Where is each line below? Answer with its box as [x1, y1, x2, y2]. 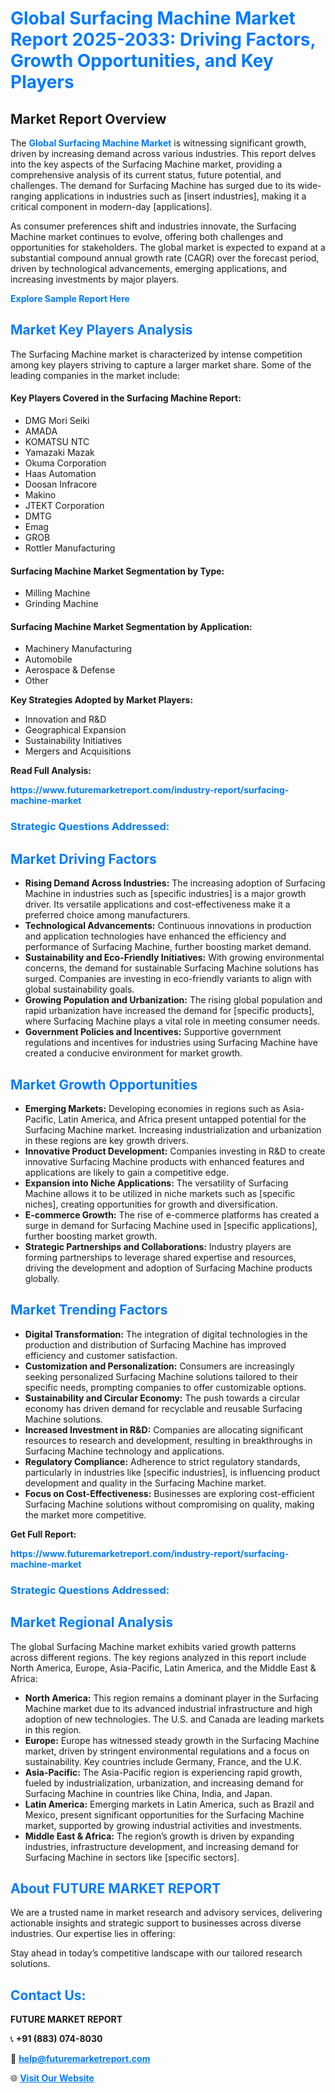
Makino [24, 489, 57, 501]
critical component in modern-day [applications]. [10, 201, 213, 212]
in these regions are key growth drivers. [24, 1134, 189, 1146]
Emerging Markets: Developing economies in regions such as [24, 1102, 281, 1114]
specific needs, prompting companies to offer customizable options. [24, 1381, 307, 1393]
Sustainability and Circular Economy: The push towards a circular [24, 1392, 301, 1404]
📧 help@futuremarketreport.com [10, 2053, 151, 2065]
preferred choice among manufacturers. [24, 909, 191, 921]
